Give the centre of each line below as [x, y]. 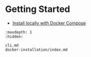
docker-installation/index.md [37, 49]
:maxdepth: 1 [19, 32]
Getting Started [38, 9]
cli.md [12, 45]
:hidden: [14, 36]
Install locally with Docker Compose [49, 23]
